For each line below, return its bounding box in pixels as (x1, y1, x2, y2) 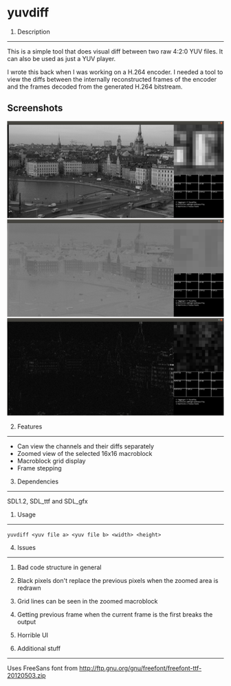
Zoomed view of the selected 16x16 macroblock (16, 449, 153, 457)
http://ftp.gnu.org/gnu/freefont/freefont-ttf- (78, 664, 202, 672)
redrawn (16, 584, 41, 592)
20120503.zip (7, 671, 46, 679)
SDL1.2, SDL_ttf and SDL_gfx (7, 496, 88, 505)
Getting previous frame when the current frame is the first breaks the (16, 610, 213, 619)
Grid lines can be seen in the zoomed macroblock (16, 597, 158, 605)
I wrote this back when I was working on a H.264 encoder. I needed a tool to (7, 67, 223, 76)
